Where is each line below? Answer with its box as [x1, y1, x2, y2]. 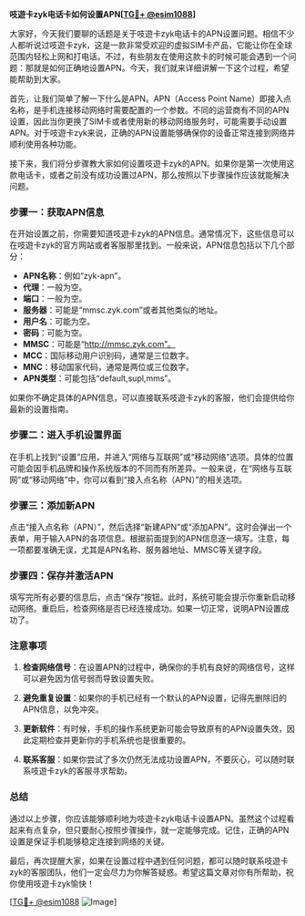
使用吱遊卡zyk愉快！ [16, 878, 96, 889]
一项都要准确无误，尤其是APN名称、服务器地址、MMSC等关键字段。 [9, 544, 267, 555]
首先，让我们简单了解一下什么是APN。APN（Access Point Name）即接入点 [9, 93, 292, 104]
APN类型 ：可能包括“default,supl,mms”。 [22, 373, 176, 384]
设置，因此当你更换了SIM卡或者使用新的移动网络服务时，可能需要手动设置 [9, 116, 288, 127]
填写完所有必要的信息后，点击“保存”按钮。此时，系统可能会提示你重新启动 [9, 592, 289, 602]
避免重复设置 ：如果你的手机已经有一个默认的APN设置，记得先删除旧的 [22, 693, 287, 704]
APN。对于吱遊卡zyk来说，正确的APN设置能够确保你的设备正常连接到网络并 [9, 128, 296, 138]
